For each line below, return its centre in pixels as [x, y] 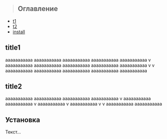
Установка [23, 120]
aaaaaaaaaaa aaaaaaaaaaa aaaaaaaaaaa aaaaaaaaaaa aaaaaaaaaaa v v [80, 65]
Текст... [13, 132]
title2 [14, 87]
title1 [13, 48]
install [19, 32]
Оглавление [38, 9]
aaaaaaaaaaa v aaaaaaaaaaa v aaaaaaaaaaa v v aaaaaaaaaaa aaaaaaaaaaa [84, 104]
